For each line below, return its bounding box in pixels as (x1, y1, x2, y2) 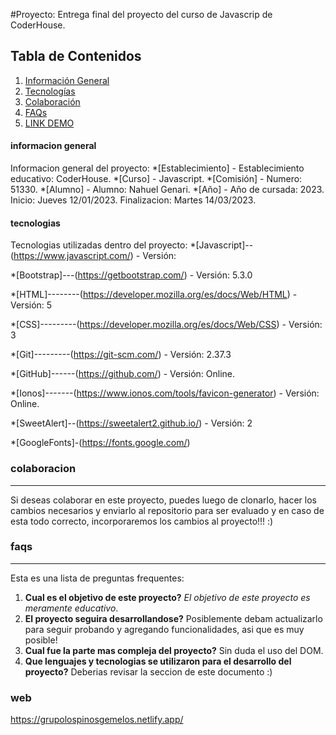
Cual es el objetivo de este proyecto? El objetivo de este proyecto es (24, 591, 311, 603)
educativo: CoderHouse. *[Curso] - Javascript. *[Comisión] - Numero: (10, 173, 303, 185)
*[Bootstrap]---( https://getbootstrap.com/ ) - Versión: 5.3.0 (10, 269, 253, 281)
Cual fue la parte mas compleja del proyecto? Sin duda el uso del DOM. (24, 644, 324, 656)
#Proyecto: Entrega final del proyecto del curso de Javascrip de (10, 9, 273, 20)
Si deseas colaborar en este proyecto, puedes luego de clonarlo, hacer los (10, 494, 317, 506)
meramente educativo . (24, 602, 119, 614)
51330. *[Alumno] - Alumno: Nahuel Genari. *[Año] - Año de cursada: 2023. (10, 184, 325, 196)
